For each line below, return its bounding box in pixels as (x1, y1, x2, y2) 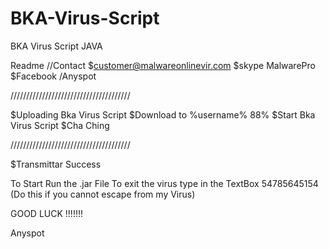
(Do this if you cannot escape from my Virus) (10, 188, 196, 200)
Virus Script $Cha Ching (10, 119, 110, 131)
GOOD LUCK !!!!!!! (10, 207, 83, 219)
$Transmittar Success (10, 158, 102, 170)
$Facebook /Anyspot (10, 70, 97, 82)
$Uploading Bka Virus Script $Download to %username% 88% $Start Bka (10, 108, 316, 121)
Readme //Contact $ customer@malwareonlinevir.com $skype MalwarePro (10, 59, 316, 71)
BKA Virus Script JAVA (10, 40, 103, 52)
